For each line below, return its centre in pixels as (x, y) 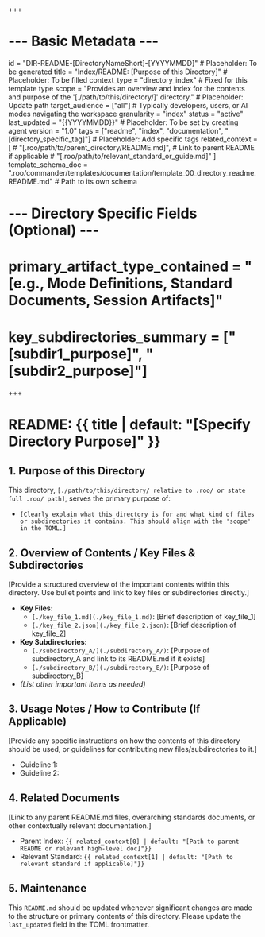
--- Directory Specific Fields (103, 213)
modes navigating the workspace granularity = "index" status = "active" (126, 114)
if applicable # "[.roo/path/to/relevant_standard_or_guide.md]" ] (112, 156)
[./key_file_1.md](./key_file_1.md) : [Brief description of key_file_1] (144, 617)
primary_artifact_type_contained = (125, 267)
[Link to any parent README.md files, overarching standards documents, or (132, 817)
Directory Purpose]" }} (84, 441)
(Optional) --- (54, 230)
